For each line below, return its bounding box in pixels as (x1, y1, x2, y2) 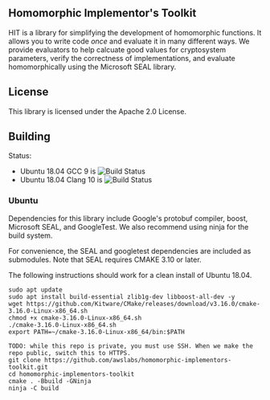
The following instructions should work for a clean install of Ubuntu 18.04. (8, 270, 252, 280)
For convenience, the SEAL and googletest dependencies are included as (8, 246, 252, 255)
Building (8, 130, 51, 144)
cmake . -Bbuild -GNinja (8, 377, 92, 385)
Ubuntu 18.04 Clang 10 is (19, 175, 103, 185)
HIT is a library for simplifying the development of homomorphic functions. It (8, 27, 262, 37)
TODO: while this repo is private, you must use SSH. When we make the (8, 341, 253, 350)
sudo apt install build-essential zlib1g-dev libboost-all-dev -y (8, 292, 235, 300)
